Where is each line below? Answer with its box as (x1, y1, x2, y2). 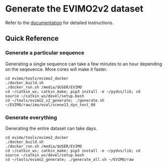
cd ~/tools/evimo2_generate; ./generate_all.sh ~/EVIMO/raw (5, 157, 134, 162)
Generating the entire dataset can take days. (5, 125, 98, 131)
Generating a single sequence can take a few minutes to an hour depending (5, 61, 162, 67)
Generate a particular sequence (5, 49, 85, 56)
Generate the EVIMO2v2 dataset (5, 3, 143, 15)
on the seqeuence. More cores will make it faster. (5, 66, 108, 72)
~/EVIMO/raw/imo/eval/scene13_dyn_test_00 (5, 102, 96, 107)
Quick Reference (5, 34, 59, 43)
